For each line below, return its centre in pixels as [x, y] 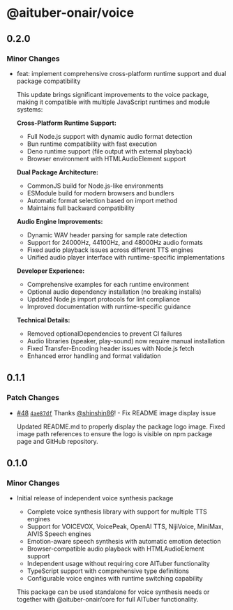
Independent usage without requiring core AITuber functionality [118, 564]
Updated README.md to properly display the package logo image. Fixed [121, 426]
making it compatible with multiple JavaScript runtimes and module [113, 102]
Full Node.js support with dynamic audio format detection [110, 136]
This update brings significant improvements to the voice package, [113, 94]
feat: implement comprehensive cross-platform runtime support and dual [121, 73]
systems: [30, 109]
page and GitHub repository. [57, 441]
